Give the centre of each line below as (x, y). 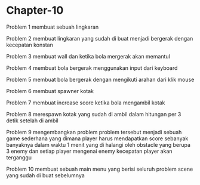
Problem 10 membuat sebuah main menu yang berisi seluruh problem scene (100, 169)
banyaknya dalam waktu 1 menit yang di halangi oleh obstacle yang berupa (99, 144)
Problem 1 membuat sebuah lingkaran (53, 27)
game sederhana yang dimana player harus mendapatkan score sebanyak (97, 138)
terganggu (19, 157)
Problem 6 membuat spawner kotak (50, 91)
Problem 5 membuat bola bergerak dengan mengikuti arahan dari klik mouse (100, 79)
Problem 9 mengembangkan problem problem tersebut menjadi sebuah (94, 132)
